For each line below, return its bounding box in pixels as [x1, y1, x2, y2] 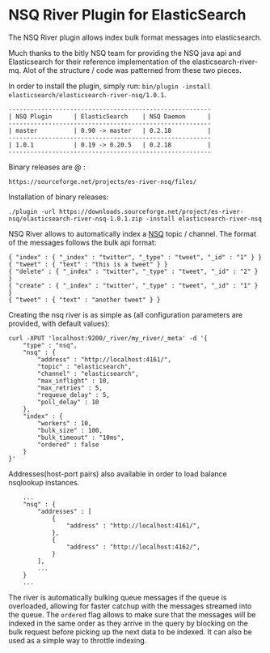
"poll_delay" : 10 [37, 398, 99, 406]
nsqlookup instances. [8, 477, 80, 487]
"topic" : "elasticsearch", [37, 362, 132, 370]
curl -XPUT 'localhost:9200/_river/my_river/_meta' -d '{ [8, 334, 208, 342]
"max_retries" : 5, [37, 383, 103, 392]
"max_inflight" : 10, [37, 377, 111, 385]
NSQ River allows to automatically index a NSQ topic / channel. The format [8, 228, 256, 238]
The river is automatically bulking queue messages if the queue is [8, 592, 227, 602]
